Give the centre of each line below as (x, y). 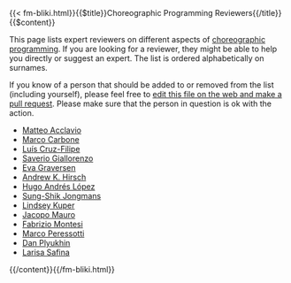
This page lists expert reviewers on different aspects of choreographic (138, 39)
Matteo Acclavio (52, 130)
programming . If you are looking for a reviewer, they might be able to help (143, 49)
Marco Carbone (50, 139)
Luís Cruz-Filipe (51, 149)
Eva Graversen (49, 168)
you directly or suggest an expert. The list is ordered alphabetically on (137, 58)
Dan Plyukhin (46, 243)
